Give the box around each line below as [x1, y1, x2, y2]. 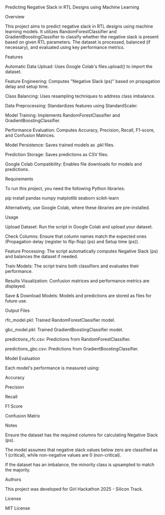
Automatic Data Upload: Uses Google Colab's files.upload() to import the [5, 64, 153, 69]
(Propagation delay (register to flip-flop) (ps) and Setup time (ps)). [5, 239, 139, 244]
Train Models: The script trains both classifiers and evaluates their [5, 263, 139, 269]
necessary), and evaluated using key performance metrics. [5, 44, 125, 50]
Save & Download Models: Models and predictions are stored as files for [5, 293, 152, 299]
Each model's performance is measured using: [5, 365, 100, 371]
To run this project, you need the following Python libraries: [5, 185, 126, 191]
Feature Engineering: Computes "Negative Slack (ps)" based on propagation [5, 79, 161, 84]
